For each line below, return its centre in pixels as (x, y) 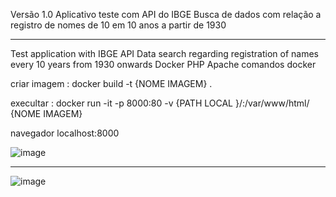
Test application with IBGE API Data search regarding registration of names (165, 53)
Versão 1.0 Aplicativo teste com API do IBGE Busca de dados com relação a (166, 14)
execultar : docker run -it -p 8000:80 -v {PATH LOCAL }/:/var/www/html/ (160, 103)
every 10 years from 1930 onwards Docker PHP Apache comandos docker (163, 64)
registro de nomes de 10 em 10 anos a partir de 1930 (118, 25)
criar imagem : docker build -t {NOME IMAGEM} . (111, 83)
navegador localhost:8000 (65, 133)
